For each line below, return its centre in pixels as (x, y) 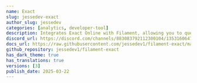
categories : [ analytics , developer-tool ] (57, 28)
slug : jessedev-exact (33, 17)
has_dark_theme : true (33, 55)
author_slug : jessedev (34, 22)
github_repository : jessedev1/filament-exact (62, 50)
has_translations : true (35, 60)
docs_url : (18, 44)
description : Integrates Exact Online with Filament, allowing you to (94, 33)
